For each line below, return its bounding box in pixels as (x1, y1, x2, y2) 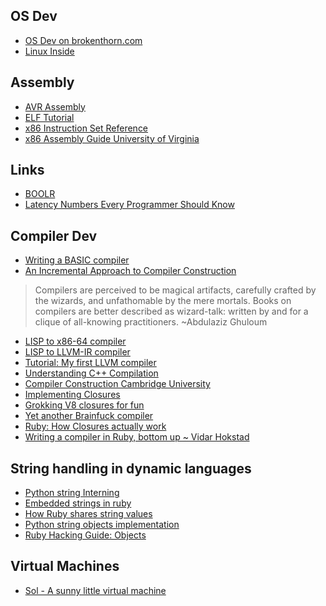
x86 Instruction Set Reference (24, 122, 149, 134)
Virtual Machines (10, 558, 120, 575)
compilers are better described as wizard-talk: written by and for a (34, 305, 309, 318)
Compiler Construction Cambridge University (24, 378, 211, 390)
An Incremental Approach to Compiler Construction (24, 265, 237, 277)
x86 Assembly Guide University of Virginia (24, 132, 200, 144)
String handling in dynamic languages (10, 460, 252, 477)
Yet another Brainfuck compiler (24, 410, 154, 422)
